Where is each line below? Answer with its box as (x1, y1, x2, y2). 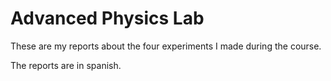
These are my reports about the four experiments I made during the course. (10, 40, 322, 52)
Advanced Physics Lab (10, 7, 205, 30)
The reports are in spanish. (10, 59, 122, 71)
